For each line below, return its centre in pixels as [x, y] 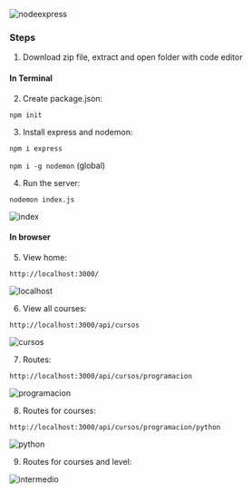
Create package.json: [63, 98]
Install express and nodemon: [78, 132]
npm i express [36, 148]
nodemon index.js [42, 200]
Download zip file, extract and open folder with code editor [132, 57]
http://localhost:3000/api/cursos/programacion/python [115, 427]
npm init [26, 115]
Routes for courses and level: [77, 461]
